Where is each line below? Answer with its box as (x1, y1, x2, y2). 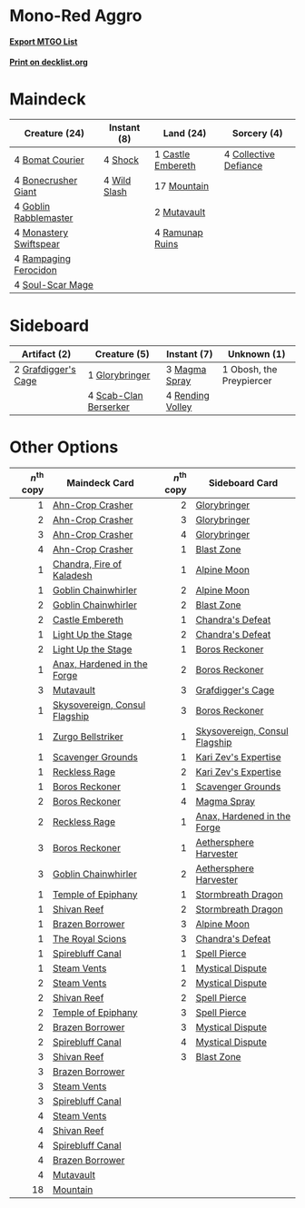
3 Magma (165, 363, 207, 376)
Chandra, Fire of (53, 558, 123, 570)
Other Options (9, 437, 119, 458)
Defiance (223, 160, 263, 173)
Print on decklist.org (9, 56, 88, 68)
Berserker (87, 401, 130, 413)
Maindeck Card (66, 476, 134, 489)
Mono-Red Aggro (9, 5, 143, 26)
